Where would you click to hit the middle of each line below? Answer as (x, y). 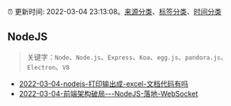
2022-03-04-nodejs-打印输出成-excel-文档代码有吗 (104, 83)
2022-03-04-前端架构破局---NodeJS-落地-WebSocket (108, 93)
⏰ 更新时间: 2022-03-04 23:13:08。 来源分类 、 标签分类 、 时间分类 (115, 11)
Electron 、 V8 (48, 66)
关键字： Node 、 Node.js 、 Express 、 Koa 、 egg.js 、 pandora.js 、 (127, 57)
